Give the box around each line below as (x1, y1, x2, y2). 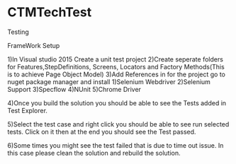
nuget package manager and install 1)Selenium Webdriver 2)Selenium (7, 77, 211, 86)
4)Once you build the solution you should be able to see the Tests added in (7, 98, 227, 107)
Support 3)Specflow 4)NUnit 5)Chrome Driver (7, 85, 142, 93)
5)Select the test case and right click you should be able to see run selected (7, 119, 230, 128)
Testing (7, 28, 30, 36)
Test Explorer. (7, 106, 48, 115)
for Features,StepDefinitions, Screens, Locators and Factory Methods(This (7, 62, 225, 71)
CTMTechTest (7, 4, 92, 20)
